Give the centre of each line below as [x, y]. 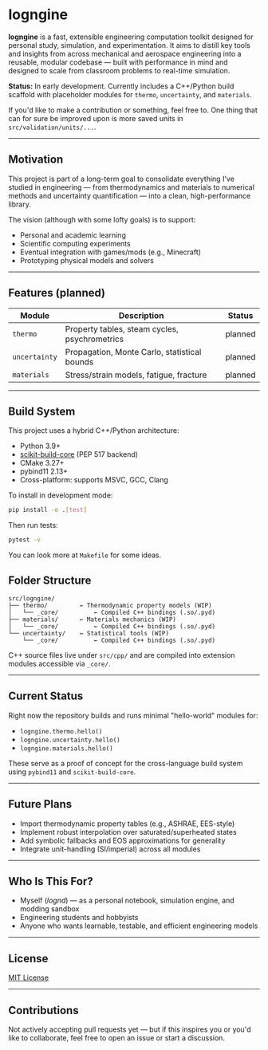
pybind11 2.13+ [44, 471]
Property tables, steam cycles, [122, 328]
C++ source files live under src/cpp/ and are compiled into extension [122, 655]
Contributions [43, 1010]
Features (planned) [57, 293]
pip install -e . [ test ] [48, 510]
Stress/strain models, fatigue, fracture [136, 375]
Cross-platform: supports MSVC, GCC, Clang [94, 480]
